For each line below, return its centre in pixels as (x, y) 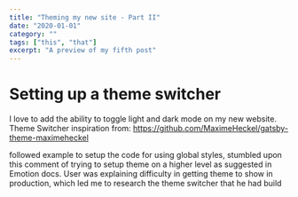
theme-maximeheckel (49, 138)
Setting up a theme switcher (115, 95)
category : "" (33, 34)
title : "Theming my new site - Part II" (85, 17)
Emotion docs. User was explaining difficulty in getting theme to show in (141, 174)
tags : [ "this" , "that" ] (53, 42)
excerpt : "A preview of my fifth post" (83, 51)
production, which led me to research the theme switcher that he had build (145, 184)
